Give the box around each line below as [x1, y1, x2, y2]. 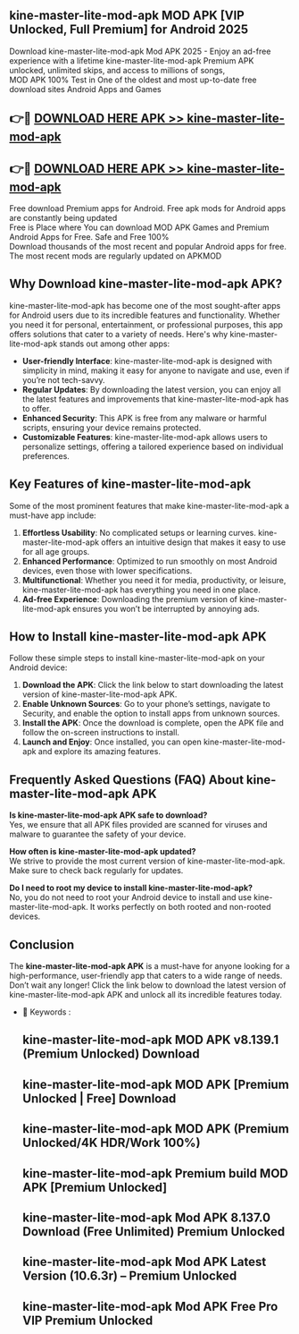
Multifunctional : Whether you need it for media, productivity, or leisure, [21, 574, 287, 585]
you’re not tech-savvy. [21, 374, 105, 385]
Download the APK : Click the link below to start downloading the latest [21, 680, 284, 691]
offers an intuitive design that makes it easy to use [101, 537, 287, 548]
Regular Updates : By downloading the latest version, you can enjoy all [21, 384, 281, 395]
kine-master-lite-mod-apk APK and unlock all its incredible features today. [9, 990, 283, 1000]
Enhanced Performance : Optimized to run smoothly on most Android [21, 556, 278, 566]
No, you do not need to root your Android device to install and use [9, 892, 253, 903]
